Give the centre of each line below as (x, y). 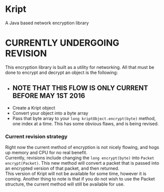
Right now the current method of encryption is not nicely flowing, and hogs (82, 147)
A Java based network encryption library (47, 23)
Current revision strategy (36, 136)
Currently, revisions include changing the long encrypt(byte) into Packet (80, 158)
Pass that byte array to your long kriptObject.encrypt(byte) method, (84, 118)
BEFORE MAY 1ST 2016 (49, 96)
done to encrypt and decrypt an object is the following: (62, 72)
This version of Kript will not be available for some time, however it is (76, 173)
